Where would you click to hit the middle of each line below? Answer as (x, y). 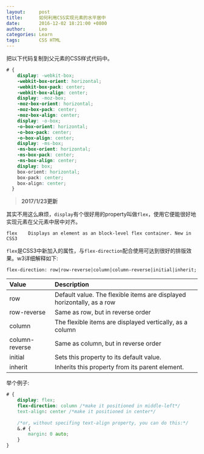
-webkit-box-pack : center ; (51, 87)
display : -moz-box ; (42, 98)
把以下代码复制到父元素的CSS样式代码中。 (60, 58)
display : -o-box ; (39, 121)
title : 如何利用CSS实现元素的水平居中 (56, 18)
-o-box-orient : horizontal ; (53, 126)
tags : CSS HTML (34, 40)
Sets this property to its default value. (108, 357)
